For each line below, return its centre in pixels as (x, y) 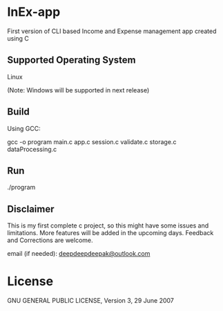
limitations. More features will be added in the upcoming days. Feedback (110, 233)
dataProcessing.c (32, 149)
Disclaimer (31, 209)
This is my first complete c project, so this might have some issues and (108, 225)
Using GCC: (24, 128)
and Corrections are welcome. (50, 240)
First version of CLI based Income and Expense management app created (112, 31)
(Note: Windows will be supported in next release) (78, 90)
